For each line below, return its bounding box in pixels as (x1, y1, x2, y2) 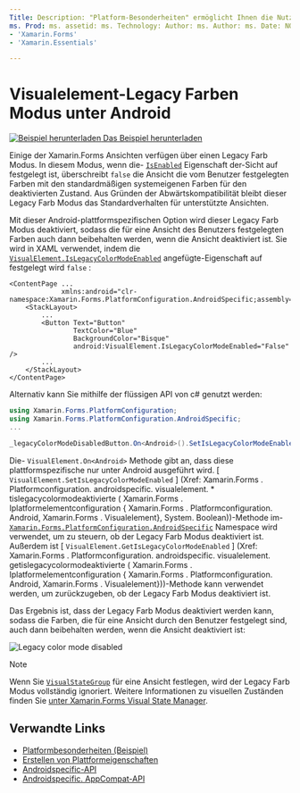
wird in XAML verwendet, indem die (9, 243, 141, 255)
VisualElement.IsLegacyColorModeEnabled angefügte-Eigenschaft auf (9, 253, 262, 263)
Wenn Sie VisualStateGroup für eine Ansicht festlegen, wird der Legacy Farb (9, 676, 290, 687)
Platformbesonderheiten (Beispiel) (21, 745, 149, 755)
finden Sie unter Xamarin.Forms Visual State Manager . (9, 695, 208, 705)
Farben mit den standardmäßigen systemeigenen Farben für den (9, 179, 247, 189)
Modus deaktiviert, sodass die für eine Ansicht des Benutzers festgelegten (9, 224, 284, 235)
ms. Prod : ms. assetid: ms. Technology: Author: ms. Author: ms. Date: (9, 21, 281, 30)
